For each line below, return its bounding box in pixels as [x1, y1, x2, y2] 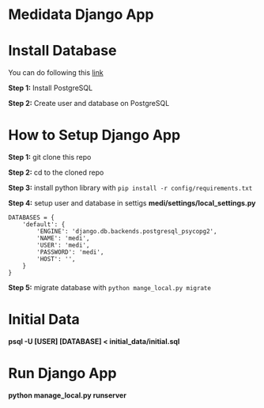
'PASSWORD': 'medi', [36, 248, 104, 256]
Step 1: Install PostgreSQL [8, 83, 93, 93]
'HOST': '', [36, 255, 77, 263]
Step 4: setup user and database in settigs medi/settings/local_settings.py [8, 198, 256, 208]
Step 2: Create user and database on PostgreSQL [8, 99, 170, 108]
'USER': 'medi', [36, 241, 90, 250]
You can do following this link [8, 68, 104, 77]
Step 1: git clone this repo [8, 153, 92, 162]
